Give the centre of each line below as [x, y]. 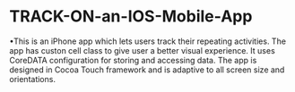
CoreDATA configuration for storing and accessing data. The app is [133, 60]
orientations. [33, 79]
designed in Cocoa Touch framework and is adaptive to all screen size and [147, 70]
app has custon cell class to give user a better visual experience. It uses [142, 50]
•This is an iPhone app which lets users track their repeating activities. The [148, 41]
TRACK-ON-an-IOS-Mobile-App [131, 17]
